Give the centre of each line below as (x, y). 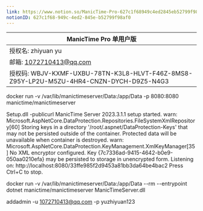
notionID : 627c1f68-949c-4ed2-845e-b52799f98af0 (69, 17)
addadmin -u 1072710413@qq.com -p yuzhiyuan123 (71, 201)
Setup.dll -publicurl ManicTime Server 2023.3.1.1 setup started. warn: (92, 114)
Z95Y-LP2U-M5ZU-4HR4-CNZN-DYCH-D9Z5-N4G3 (89, 81)
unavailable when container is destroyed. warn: (65, 140)
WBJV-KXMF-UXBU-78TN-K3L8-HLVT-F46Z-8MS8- (111, 73)
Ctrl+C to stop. (25, 172)
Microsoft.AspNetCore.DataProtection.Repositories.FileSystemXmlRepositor (101, 121)
